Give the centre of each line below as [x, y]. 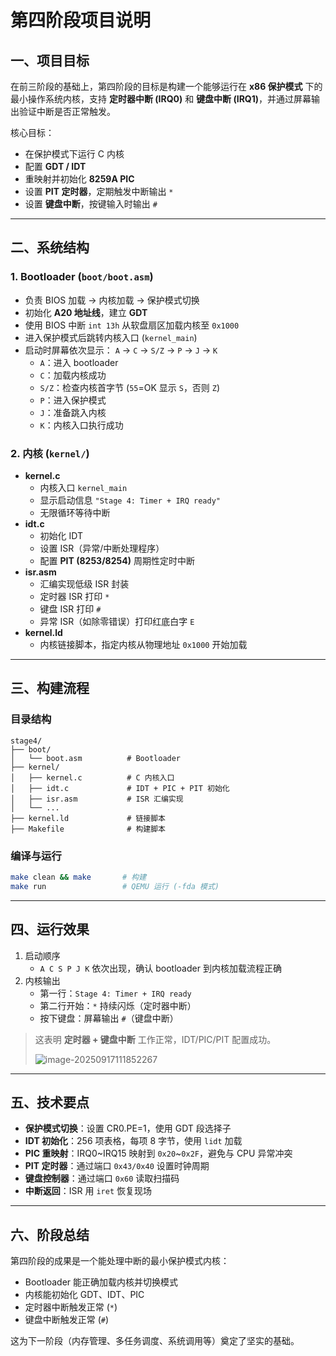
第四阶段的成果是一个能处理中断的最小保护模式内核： [120, 1261]
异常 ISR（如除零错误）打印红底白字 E [117, 621]
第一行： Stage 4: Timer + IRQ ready [115, 993]
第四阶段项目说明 [81, 20]
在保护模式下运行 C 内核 [74, 154]
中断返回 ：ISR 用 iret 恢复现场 [88, 1191]
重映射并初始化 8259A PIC [79, 179]
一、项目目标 [50, 60]
